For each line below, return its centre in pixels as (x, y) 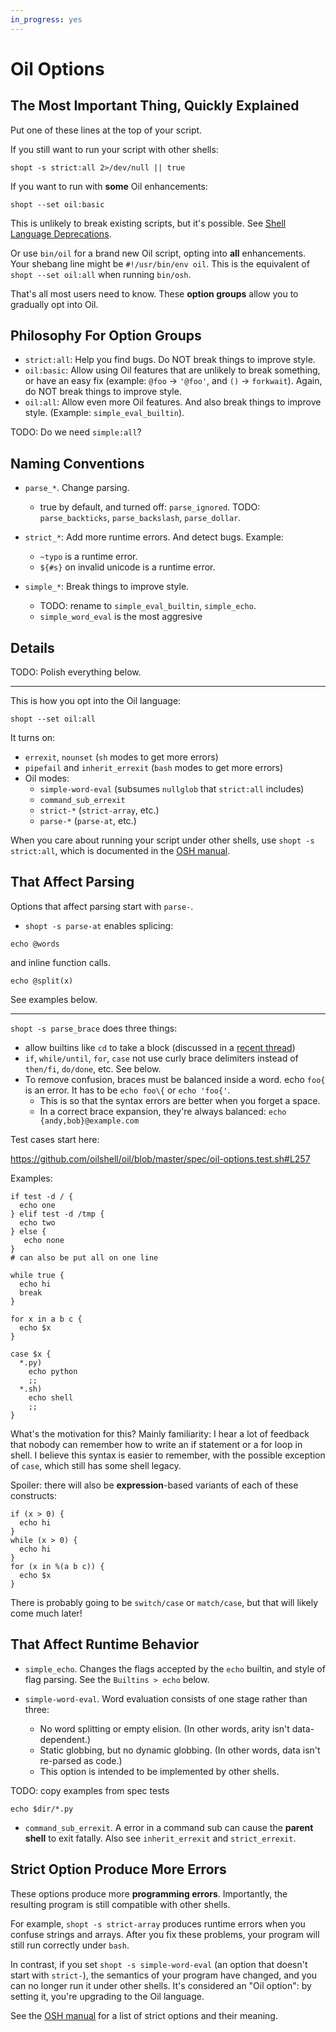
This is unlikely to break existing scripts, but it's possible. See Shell (148, 223)
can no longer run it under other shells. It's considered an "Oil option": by (161, 1985)
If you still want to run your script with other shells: (114, 149)
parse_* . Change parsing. (77, 488)
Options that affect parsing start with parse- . (102, 906)
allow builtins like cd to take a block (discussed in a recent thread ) (160, 1047)
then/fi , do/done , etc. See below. (93, 1068)
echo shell (51, 1397)
